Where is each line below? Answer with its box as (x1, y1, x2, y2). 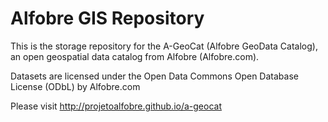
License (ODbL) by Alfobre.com (10, 80, 141, 92)
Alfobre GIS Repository (10, 7, 205, 30)
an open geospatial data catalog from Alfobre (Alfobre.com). (10, 50, 260, 62)
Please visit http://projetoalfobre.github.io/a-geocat (10, 100, 223, 112)
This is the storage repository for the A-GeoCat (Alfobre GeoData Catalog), (10, 40, 318, 52)
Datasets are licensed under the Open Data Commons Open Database (10, 70, 299, 82)
